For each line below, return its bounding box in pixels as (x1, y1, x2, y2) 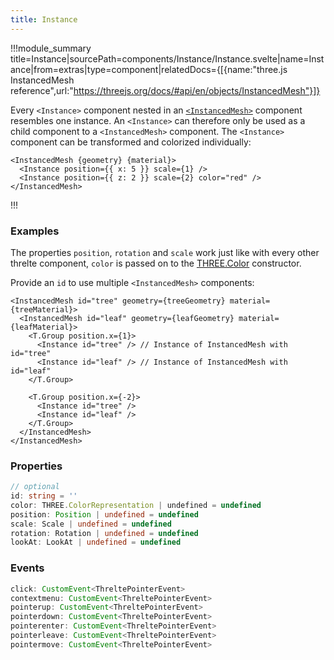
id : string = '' (10, 491, 78, 501)
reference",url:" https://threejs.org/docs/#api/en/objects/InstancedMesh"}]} (10, 84, 321, 96)
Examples (10, 224, 60, 238)
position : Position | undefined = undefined (10, 509, 199, 520)
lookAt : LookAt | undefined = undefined (10, 537, 182, 548)
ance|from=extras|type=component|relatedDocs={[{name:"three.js (10, 63, 288, 75)
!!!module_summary (10, 42, 92, 54)
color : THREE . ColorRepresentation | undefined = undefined (10, 500, 262, 510)
